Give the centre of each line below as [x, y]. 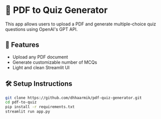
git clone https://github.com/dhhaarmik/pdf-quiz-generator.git [73, 98]
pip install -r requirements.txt [40, 107]
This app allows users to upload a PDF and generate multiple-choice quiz [81, 24]
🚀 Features [22, 45]
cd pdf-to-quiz [21, 102]
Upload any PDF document [40, 57]
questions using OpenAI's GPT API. [41, 29]
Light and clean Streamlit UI [41, 67]
